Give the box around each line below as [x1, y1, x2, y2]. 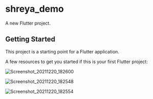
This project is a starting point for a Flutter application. [5, 48, 119, 54]
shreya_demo [5, 3, 64, 15]
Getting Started [5, 35, 56, 44]
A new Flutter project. [5, 20, 51, 26]
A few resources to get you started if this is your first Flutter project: [5, 58, 148, 65]
